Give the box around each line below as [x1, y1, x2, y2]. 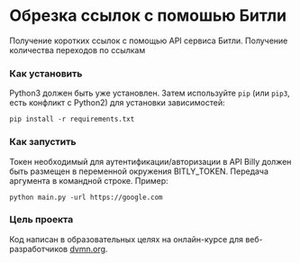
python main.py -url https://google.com [9, 193, 164, 202]
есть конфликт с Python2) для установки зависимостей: [9, 97, 225, 108]
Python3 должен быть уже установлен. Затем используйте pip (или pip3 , [9, 87, 290, 99]
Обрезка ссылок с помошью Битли [9, 5, 286, 26]
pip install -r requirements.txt [9, 114, 135, 124]
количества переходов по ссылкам [9, 44, 146, 55]
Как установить [9, 67, 83, 79]
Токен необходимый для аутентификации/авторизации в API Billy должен [9, 156, 292, 167]
